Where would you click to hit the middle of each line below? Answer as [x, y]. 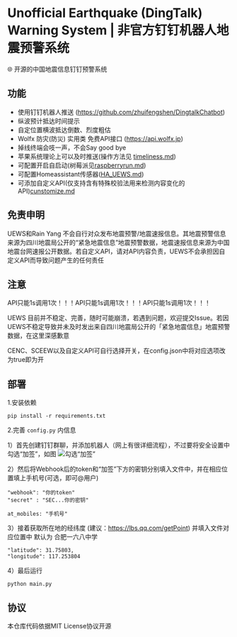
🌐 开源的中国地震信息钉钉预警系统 [57, 69]
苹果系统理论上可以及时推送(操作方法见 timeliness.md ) [97, 156]
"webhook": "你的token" [41, 493]
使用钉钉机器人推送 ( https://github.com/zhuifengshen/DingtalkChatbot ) [121, 112]
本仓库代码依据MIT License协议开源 [59, 626]
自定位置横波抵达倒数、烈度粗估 [64, 130]
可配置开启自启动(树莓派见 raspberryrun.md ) [82, 165]
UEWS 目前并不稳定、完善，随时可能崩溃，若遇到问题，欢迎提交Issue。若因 [118, 318]
